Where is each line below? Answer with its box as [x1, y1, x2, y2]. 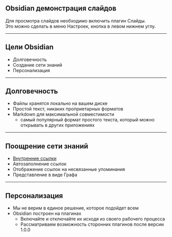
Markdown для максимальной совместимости [12, 111, 114, 117]
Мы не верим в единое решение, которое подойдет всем [12, 205, 139, 211]
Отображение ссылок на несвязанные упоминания [12, 166, 125, 173]
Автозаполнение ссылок [12, 161, 67, 167]
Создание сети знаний [12, 61, 62, 68]
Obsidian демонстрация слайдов [5, 4, 117, 13]
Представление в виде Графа [12, 171, 78, 178]
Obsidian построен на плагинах [12, 210, 82, 217]
